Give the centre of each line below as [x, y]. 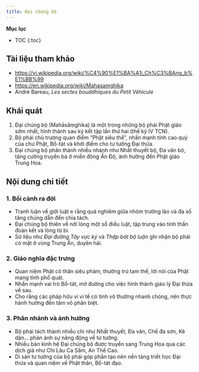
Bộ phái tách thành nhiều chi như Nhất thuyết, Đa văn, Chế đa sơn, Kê [100, 331]
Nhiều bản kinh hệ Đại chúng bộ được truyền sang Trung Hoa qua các [100, 344]
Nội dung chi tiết [37, 182]
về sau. [24, 290]
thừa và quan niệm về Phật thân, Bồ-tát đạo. [68, 362]
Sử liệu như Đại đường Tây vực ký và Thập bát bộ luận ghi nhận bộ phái [102, 237]
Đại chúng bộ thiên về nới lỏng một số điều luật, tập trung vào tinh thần [101, 224]
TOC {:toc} [28, 40]
